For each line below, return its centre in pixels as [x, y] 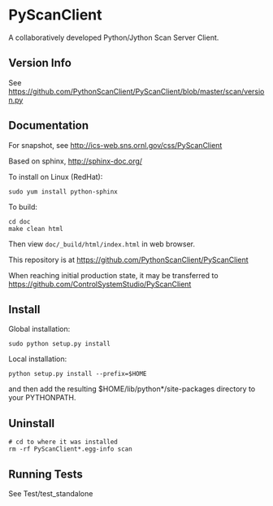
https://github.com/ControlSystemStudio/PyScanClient [100, 284]
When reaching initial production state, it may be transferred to [113, 275]
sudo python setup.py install [60, 344]
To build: [23, 207]
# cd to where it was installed [63, 442]
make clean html [36, 229]
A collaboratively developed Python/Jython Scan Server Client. [114, 37]
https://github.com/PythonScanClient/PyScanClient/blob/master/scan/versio [136, 91]
